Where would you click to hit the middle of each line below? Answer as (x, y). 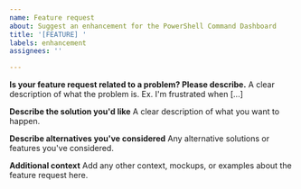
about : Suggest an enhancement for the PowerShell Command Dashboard (143, 26)
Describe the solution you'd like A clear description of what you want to (145, 112)
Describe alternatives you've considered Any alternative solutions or (140, 139)
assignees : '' (36, 51)
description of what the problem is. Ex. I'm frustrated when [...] (127, 94)
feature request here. (49, 175)
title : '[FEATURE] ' (48, 34)
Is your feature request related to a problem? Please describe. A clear (142, 85)
